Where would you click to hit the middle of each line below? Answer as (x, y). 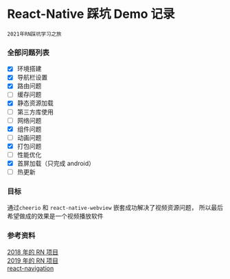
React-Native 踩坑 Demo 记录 (91, 14)
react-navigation (31, 268)
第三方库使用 (35, 112)
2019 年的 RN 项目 (33, 260)
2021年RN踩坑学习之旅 (34, 34)
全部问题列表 (28, 52)
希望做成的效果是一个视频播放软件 (55, 216)
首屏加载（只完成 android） (56, 163)
